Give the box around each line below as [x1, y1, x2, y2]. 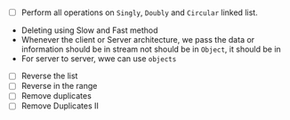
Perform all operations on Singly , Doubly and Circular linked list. [20, 7, 259, 18]
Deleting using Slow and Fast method [20, 25, 158, 36]
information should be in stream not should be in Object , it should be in [20, 44, 281, 55]
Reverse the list [20, 70, 78, 82]
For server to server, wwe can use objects [20, 53, 177, 64]
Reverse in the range [20, 81, 98, 92]
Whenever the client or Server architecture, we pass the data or [20, 35, 255, 45]
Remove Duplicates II [20, 100, 100, 111]
